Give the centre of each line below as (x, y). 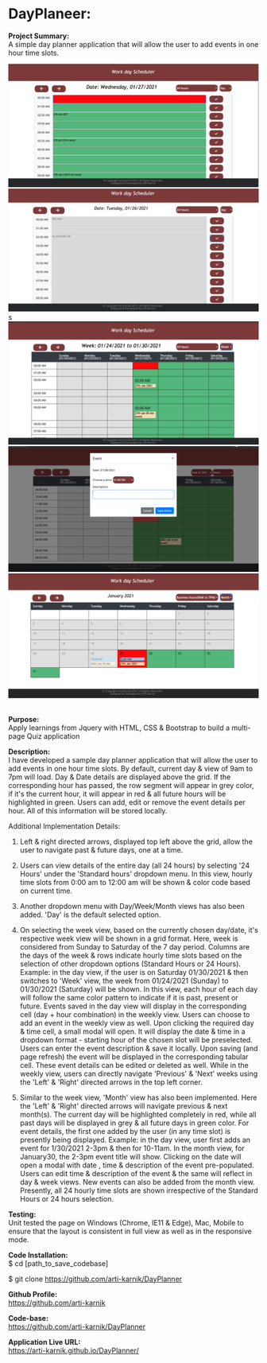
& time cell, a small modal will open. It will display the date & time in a (132, 1031)
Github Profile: (33, 1294)
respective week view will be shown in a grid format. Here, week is (129, 938)
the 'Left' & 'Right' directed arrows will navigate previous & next (124, 1105)
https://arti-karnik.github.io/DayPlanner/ (74, 1350)
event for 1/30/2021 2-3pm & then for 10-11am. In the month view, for (132, 1148)
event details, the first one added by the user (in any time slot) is (125, 1131)
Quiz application (53, 736)
